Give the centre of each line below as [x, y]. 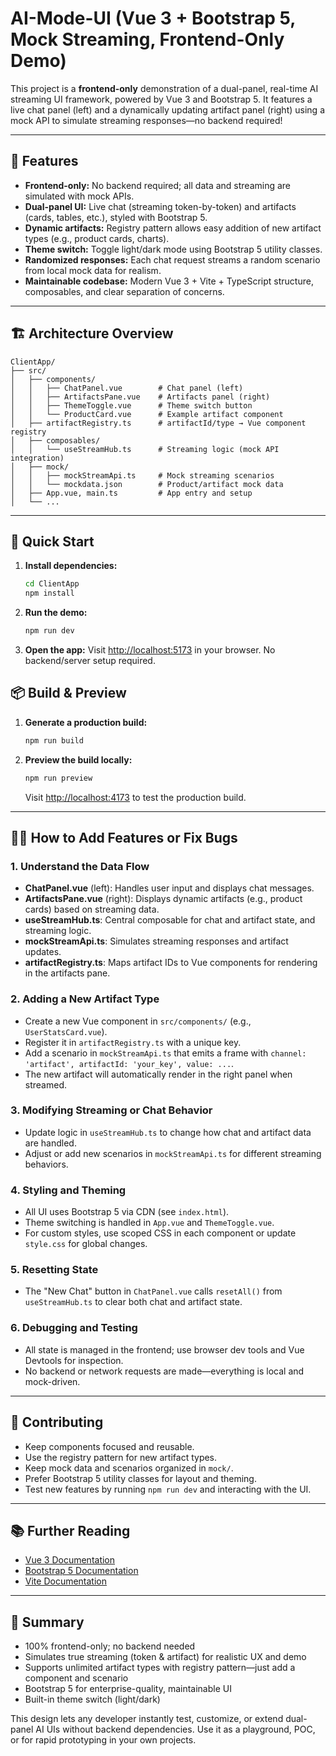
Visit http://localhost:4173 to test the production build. [135, 797]
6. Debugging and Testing [74, 1328]
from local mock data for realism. [93, 270]
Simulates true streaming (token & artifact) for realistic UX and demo [165, 1657]
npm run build [54, 740]
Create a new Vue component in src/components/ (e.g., [138, 1021]
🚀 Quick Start [52, 541]
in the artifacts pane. [67, 973]
